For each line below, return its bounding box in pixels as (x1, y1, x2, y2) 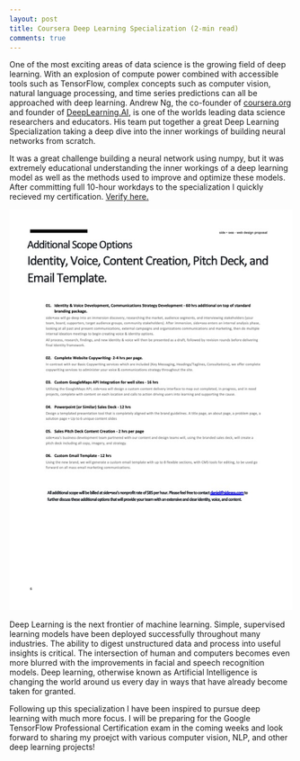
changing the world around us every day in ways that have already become (9, 676, 288, 687)
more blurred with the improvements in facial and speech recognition (9, 657, 265, 667)
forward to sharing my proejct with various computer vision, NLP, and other (9, 731, 288, 742)
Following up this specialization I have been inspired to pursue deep (9, 703, 260, 714)
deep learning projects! (9, 741, 96, 752)
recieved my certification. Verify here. (9, 192, 149, 202)
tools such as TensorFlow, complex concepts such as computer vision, (9, 78, 271, 89)
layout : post (9, 14, 58, 23)
